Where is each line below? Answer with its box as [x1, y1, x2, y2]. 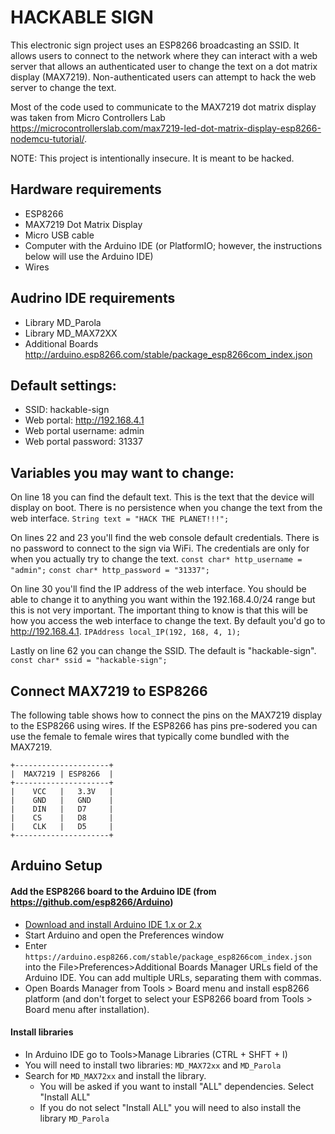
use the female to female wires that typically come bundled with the [10, 731, 290, 742]
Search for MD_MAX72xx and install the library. [24, 1069, 207, 1081]
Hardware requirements [10, 181, 162, 198]
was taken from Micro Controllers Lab [10, 111, 166, 123]
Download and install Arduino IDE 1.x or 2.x [24, 918, 202, 930]
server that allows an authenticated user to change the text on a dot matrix [10, 60, 318, 72]
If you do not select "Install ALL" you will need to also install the [39, 1101, 302, 1113]
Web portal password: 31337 [24, 436, 143, 448]
